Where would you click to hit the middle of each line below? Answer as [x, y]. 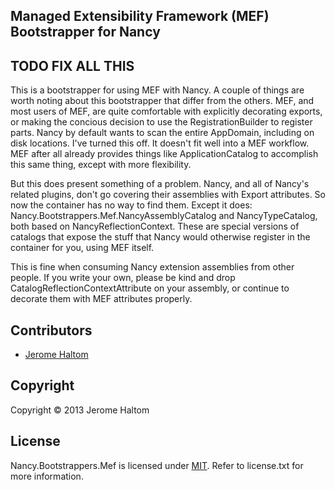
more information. [47, 476]
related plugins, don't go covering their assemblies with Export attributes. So [168, 195]
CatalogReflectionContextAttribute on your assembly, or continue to [150, 288]
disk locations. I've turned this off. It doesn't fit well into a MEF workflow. [160, 143]
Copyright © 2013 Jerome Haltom [80, 410]
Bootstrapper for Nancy [85, 32]
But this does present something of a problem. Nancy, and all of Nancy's [160, 184]
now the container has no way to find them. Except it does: [131, 205]
